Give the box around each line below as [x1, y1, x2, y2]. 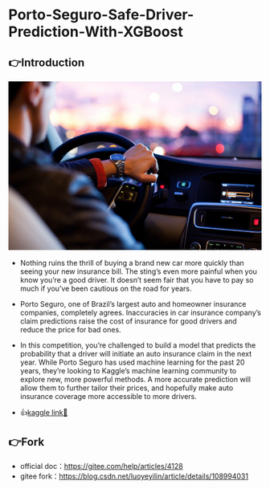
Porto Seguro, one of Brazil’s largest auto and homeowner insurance [19, 300, 247, 309]
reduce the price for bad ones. [19, 325, 122, 335]
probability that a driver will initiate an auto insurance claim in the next [19, 349, 252, 359]
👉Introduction [8, 55, 85, 69]
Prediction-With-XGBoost [8, 22, 183, 41]
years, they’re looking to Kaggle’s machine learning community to [19, 366, 237, 376]
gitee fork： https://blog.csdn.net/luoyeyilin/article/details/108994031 [19, 471, 249, 481]
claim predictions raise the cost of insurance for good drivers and [19, 316, 237, 326]
